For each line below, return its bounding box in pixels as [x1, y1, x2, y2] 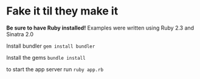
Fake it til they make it [6, 4, 119, 18]
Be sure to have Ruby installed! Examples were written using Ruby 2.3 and [6, 24, 195, 31]
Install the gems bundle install [6, 54, 86, 61]
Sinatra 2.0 [6, 30, 34, 37]
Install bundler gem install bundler [6, 42, 95, 49]
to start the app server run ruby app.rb [6, 65, 104, 73]
